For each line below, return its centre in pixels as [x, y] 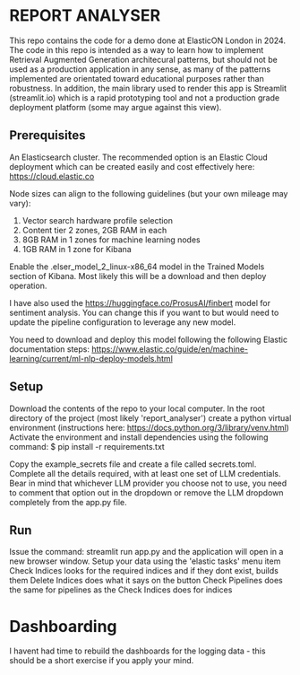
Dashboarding [64, 626]
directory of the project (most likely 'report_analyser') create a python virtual [150, 417]
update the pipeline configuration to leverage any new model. [123, 322]
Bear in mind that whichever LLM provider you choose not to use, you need [148, 483]
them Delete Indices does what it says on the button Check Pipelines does [146, 581]
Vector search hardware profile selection [97, 220]
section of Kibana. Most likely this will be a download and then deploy [138, 276]
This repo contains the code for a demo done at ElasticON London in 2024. [148, 40]
